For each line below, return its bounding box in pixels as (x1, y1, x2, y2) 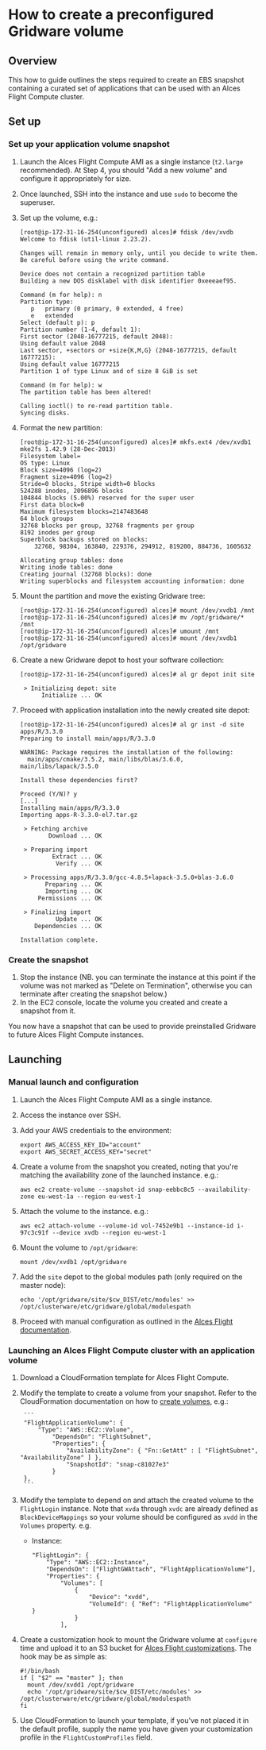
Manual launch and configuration (8, 1077, 139, 1088)
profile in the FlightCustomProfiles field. (19, 1733, 153, 1742)
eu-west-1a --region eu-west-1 (37, 1193, 141, 1201)
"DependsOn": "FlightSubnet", (52, 1432, 152, 1440)
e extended (30, 311, 74, 319)
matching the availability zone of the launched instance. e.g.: (19, 1170, 219, 1180)
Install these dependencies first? (19, 776, 138, 784)
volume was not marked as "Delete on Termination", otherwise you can (19, 981, 253, 990)
